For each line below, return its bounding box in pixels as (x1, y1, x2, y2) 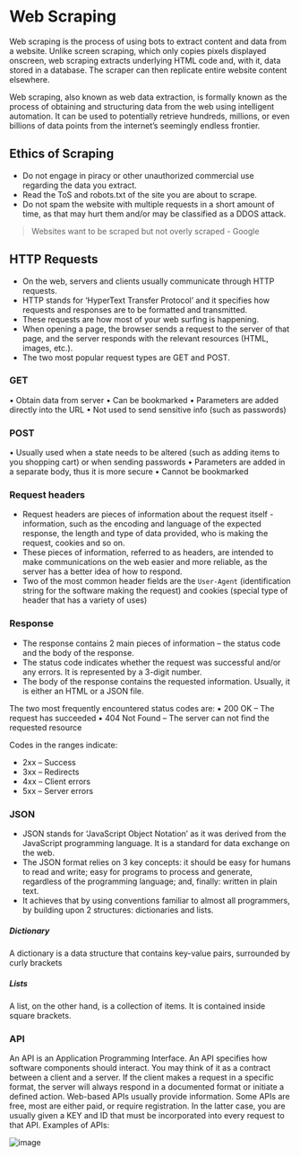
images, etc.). (21, 342, 73, 353)
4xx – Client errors (21, 775, 91, 787)
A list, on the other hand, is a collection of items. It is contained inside (9, 1000, 266, 1011)
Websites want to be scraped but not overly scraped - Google (30, 225, 260, 236)
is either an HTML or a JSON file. (21, 685, 145, 696)
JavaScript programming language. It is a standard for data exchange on (21, 838, 290, 849)
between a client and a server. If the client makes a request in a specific (9, 1072, 275, 1083)
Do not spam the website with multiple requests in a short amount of (21, 199, 275, 209)
